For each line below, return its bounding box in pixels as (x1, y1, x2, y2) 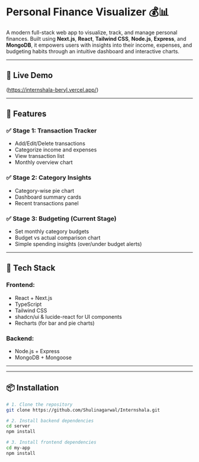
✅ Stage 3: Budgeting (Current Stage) (6, 214, 117, 222)
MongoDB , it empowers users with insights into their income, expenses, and (6, 41, 192, 49)
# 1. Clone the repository (6, 401, 73, 408)
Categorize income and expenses (14, 146, 97, 153)
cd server (6, 423, 31, 429)
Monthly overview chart (14, 159, 73, 166)
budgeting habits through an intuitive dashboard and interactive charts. (6, 47, 179, 54)
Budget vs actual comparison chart (14, 234, 101, 241)
